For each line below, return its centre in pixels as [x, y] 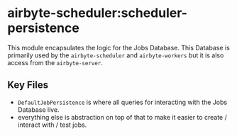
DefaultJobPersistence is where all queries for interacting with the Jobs [122, 102]
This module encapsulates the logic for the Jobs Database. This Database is [119, 47]
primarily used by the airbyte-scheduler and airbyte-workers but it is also [116, 55]
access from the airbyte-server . [55, 62]
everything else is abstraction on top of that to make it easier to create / [122, 117]
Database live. [38, 109]
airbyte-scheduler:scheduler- [98, 13]
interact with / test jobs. [52, 125]
